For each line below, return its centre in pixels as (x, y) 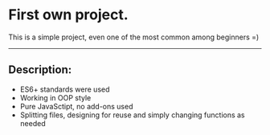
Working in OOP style (55, 97)
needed (33, 123)
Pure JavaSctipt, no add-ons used (76, 106)
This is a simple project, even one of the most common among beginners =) (134, 37)
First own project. (68, 15)
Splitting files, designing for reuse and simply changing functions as (132, 115)
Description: (40, 70)
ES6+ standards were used (65, 89)
